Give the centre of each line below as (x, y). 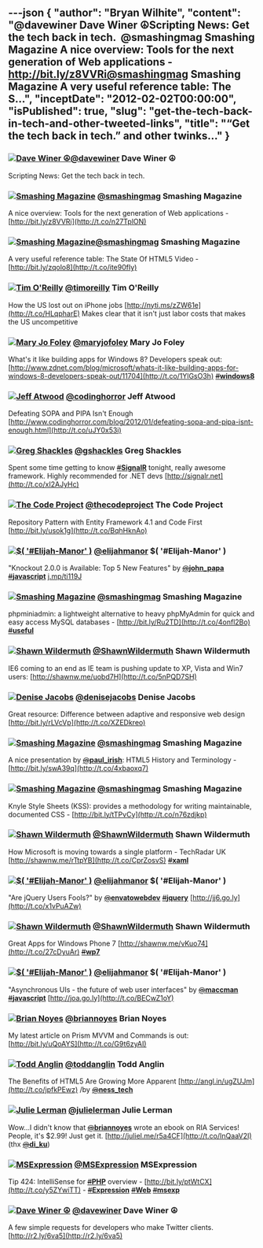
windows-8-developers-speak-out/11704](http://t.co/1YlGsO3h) (111, 376)
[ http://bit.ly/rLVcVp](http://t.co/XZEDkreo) (77, 722)
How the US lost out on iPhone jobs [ (68, 305)
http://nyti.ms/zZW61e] (164, 305)
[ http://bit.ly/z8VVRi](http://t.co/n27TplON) (77, 221)
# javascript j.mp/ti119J (45, 576)
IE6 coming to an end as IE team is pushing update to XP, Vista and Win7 (126, 668)
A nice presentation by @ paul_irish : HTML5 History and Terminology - (122, 760)
